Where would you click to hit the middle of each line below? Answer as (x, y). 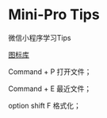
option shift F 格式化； (45, 105)
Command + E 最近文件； (50, 88)
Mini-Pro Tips (54, 15)
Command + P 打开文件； (50, 71)
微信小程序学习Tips (40, 37)
